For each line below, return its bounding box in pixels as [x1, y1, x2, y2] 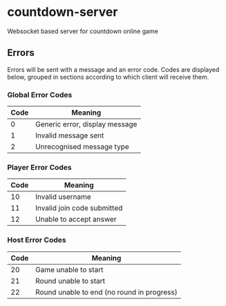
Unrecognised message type [35, 142, 129, 152]
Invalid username [35, 192, 91, 202]
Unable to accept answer [35, 215, 117, 224]
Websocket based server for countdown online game [7, 27, 159, 35]
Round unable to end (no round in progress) [35, 287, 178, 297]
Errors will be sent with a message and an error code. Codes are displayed [7, 65, 220, 73]
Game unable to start [35, 265, 104, 274]
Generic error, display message [35, 119, 138, 129]
